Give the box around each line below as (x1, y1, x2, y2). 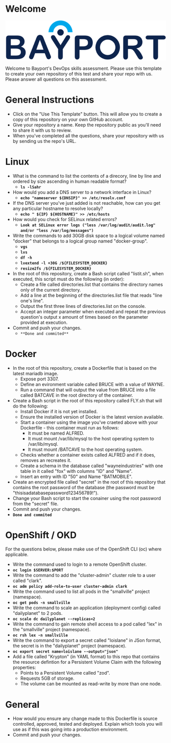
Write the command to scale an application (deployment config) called (12, 605, 161, 611)
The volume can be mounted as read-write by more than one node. (20, 681, 162, 687)
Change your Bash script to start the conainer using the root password (12, 495, 161, 501)
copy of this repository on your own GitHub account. (12, 116, 124, 123)
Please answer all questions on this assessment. (5, 76, 107, 82)
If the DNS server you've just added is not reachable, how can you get (12, 200, 161, 206)
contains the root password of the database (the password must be (12, 484, 155, 490)
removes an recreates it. (20, 457, 71, 463)
